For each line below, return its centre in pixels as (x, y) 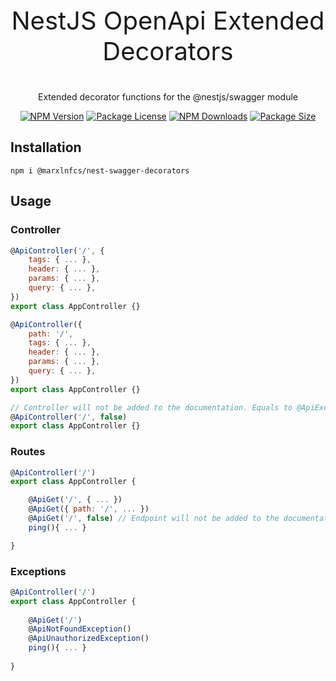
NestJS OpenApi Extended (168, 20)
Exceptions (38, 571)
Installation (46, 147)
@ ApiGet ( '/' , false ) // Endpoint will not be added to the (154, 519)
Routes (28, 452)
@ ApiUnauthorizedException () (89, 639)
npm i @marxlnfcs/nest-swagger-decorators (100, 170)
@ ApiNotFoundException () (80, 629)
